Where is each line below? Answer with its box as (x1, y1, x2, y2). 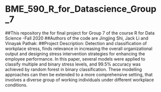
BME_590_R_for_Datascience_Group (5, 3, 157, 15)
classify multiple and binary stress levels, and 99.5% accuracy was (5, 61, 141, 67)
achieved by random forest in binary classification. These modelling (5, 66, 142, 72)
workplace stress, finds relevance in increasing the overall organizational (5, 46, 153, 51)
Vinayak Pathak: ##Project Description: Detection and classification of (5, 40, 147, 46)
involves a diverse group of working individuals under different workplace (5, 77, 154, 83)
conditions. (5, 82, 28, 88)
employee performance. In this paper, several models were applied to (5, 56, 146, 62)
